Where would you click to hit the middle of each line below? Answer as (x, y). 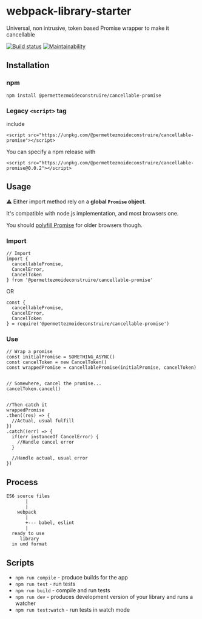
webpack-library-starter (69, 11)
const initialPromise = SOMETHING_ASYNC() (61, 357)
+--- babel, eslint (50, 523)
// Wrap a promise (29, 352)
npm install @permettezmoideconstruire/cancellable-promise (84, 96)
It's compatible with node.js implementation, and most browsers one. (93, 213)
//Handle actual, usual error (50, 458)
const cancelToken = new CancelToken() (57, 362)
